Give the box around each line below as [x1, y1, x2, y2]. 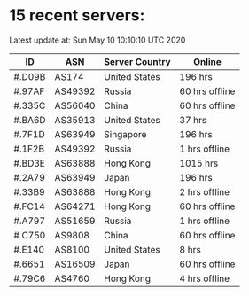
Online [193, 55, 222, 67]
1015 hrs [179, 157, 219, 169]
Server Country [104, 55, 171, 67]
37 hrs [179, 113, 207, 126]
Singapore [104, 128, 147, 140]
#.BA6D [13, 113, 46, 126]
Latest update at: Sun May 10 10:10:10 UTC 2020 [9, 35, 186, 45]
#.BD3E [13, 157, 46, 169]
